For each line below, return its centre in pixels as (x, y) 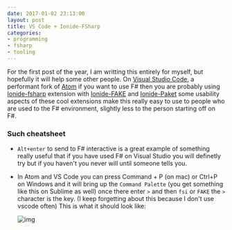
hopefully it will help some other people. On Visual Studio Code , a (101, 79)
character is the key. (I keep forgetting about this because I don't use (116, 199)
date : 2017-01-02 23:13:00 (46, 13)
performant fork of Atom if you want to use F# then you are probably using (114, 86)
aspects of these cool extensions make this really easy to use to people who (116, 101)
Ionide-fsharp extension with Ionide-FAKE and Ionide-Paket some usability (114, 93)
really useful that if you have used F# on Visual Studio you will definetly (119, 156)
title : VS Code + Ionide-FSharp (54, 26)
